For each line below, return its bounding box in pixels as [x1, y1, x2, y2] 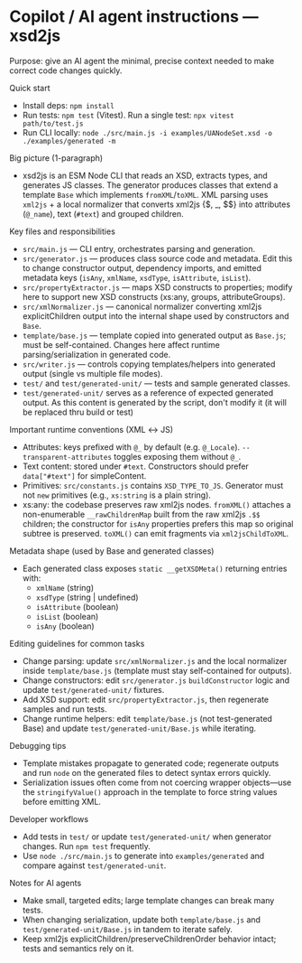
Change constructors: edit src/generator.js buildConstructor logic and [22, 675, 290, 686]
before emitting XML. [22, 796, 102, 807]
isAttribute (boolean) [35, 601, 119, 612]
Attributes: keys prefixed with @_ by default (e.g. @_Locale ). [22, 441, 241, 453]
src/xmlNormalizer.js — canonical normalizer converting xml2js [22, 301, 262, 312]
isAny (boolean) [35, 621, 95, 631]
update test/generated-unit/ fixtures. [22, 684, 165, 695]
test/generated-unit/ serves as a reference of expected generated [22, 387, 274, 398]
